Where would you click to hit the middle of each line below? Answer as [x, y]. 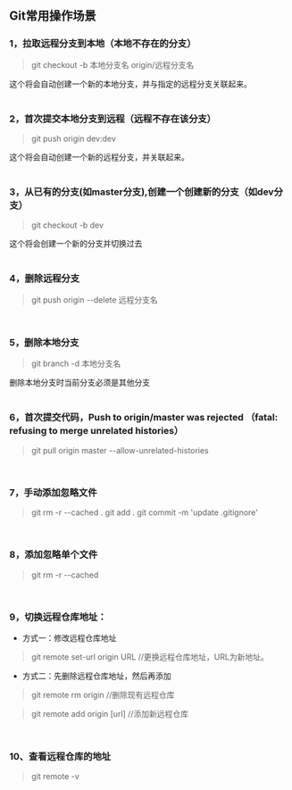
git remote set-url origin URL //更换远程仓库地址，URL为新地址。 [150, 657]
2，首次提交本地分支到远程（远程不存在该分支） [113, 119]
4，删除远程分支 [45, 279]
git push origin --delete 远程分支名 [94, 299]
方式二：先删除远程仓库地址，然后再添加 [96, 676]
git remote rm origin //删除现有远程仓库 [103, 695]
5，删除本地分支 [44, 342]
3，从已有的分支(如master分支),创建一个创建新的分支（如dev [142, 192]
